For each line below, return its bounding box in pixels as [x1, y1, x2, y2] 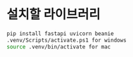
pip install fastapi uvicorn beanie [6, 30, 114, 37]
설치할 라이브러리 [6, 6, 101, 23]
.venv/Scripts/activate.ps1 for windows [6, 37, 127, 44]
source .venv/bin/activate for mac [6, 43, 111, 50]
